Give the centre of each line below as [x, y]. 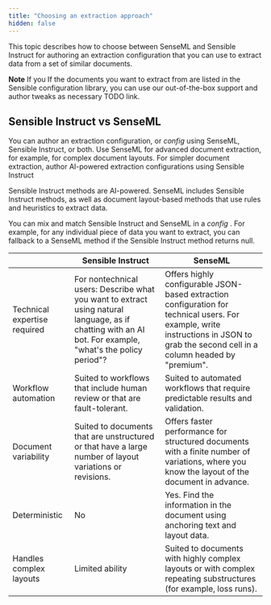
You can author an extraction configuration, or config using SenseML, [124, 141]
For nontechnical [106, 279]
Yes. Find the [190, 495]
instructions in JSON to [208, 335]
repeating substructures [211, 579]
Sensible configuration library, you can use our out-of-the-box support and [133, 88]
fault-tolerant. [101, 408]
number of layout [106, 457]
